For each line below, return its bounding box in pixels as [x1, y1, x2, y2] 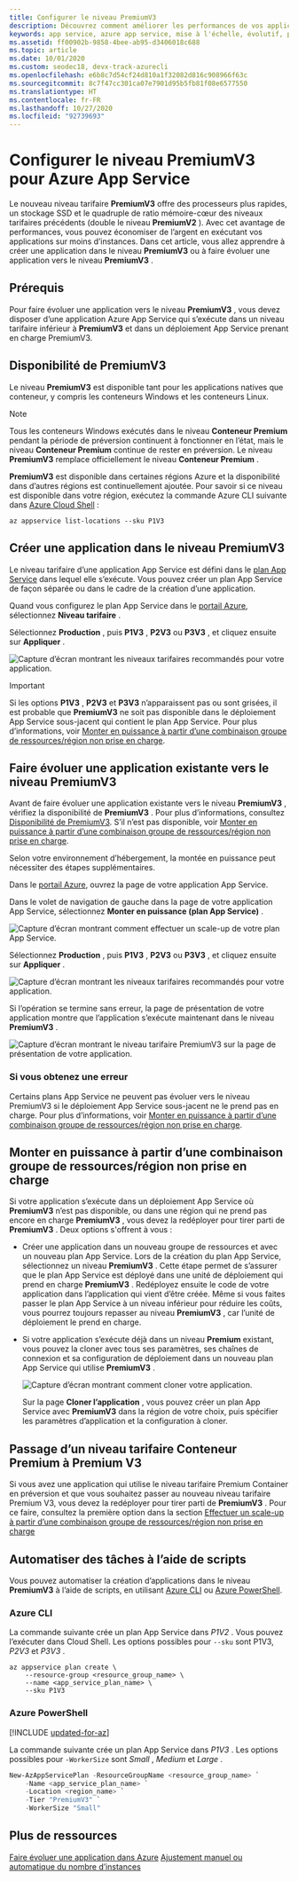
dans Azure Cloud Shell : [9, 499, 99, 510]
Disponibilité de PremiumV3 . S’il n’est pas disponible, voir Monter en [9, 817, 258, 828]
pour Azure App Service [9, 169, 191, 189]
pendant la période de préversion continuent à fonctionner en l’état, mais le [9, 435, 284, 445]
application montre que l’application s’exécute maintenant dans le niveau [9, 1012, 275, 1023]
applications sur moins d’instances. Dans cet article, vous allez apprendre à [9, 236, 286, 247]
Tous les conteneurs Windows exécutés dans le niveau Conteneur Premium [9, 425, 288, 436]
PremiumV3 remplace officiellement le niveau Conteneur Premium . [9, 453, 259, 464]
